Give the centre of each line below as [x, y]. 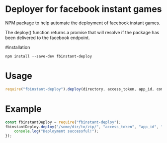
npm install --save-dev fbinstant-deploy [49, 56]
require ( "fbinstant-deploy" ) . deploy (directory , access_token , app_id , [80, 89]
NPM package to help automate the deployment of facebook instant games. [83, 23]
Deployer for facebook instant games [84, 9]
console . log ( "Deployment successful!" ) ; [56, 131]
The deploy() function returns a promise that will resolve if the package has [82, 32]
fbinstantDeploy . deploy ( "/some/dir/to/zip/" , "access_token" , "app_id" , [82, 127]
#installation [18, 47]
